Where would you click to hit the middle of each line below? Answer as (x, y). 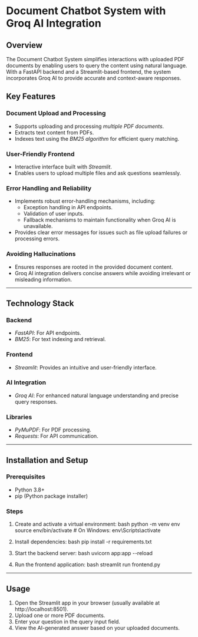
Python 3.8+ (30, 490)
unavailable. (38, 226)
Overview (24, 45)
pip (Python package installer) (51, 496)
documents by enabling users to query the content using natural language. (97, 65)
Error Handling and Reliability (49, 188)
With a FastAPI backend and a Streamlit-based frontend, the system (89, 72)
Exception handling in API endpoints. (68, 207)
